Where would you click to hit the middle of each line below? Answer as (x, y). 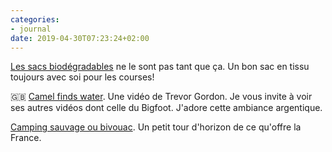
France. (26, 138)
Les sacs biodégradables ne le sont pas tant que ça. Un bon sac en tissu (160, 67)
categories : (35, 19)
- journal (31, 29)
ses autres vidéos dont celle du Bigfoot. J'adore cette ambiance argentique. (166, 108)
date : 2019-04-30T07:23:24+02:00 (80, 38)
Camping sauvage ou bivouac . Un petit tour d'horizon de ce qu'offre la (156, 127)
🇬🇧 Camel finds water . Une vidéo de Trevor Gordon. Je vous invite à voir (161, 97)
